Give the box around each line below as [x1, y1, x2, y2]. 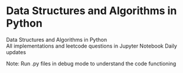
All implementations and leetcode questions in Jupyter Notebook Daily [6, 42, 177, 49]
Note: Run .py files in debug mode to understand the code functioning [6, 60, 177, 67]
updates [6, 48, 27, 55]
